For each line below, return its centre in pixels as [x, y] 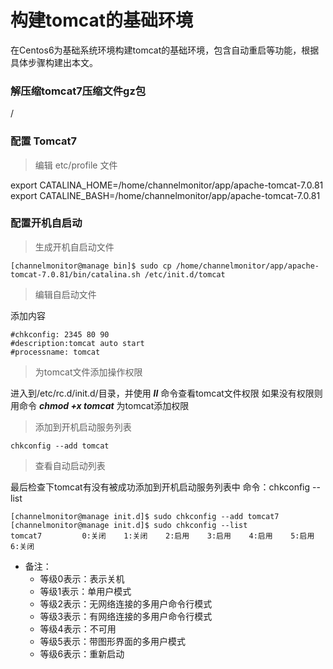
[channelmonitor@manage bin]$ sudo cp [91, 266]
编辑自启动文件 [65, 294]
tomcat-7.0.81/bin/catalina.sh [75, 274]
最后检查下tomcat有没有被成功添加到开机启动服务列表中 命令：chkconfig [160, 487]
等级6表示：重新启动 [82, 653]
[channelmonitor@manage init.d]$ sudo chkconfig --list [129, 525]
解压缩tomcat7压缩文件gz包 [78, 91]
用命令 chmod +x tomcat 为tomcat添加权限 [100, 405]
